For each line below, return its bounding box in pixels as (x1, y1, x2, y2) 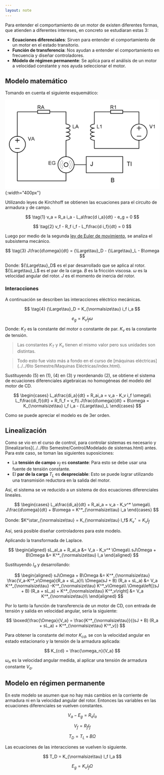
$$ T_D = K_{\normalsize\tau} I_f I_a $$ (43, 753, 122, 760)
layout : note (5, 8, 32, 13)
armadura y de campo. (5, 205, 51, 210)
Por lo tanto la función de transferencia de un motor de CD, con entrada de (5, 602, 156, 608)
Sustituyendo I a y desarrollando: (5, 562, 70, 568)
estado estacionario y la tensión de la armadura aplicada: (5, 638, 121, 645)
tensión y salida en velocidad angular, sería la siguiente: (5, 608, 117, 614)
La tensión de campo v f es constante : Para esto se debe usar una (12, 459, 147, 466)
